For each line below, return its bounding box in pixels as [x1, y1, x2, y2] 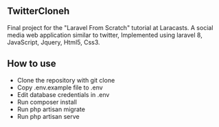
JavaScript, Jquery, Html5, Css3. [7, 38, 101, 46]
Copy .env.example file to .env [16, 83, 103, 91]
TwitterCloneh [7, 5, 70, 17]
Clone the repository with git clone [16, 76, 115, 84]
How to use [7, 58, 56, 70]
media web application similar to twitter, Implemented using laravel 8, [7, 31, 203, 39]
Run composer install [16, 98, 78, 106]
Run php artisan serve [16, 112, 80, 120]
